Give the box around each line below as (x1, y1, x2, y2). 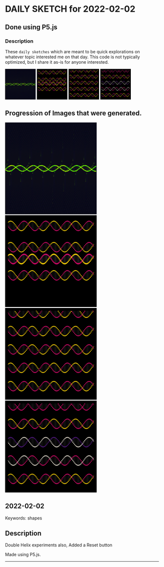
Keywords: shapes (5, 515, 42, 521)
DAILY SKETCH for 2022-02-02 (5, 3, 136, 15)
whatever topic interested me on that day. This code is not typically (5, 54, 140, 60)
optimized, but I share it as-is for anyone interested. (5, 59, 109, 65)
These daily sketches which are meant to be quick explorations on (5, 48, 140, 54)
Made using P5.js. (5, 552, 41, 558)
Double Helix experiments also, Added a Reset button (5, 542, 113, 548)
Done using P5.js (5, 23, 58, 31)
